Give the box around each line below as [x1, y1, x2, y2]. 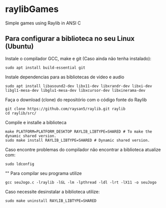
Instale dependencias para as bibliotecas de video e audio [5, 74, 124, 80]
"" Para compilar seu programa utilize [5, 170, 82, 176]
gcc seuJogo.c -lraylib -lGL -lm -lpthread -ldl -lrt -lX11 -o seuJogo [5, 180, 157, 185]
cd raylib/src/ [5, 111, 37, 116]
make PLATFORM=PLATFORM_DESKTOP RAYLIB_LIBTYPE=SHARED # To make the [5, 129, 153, 134]
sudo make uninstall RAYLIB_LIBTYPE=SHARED [5, 198, 97, 203]
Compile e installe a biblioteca [5, 119, 67, 125]
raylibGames [5, 3, 59, 15]
